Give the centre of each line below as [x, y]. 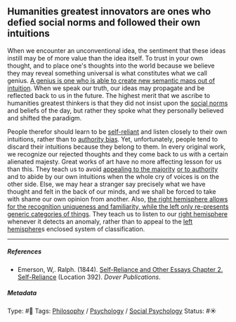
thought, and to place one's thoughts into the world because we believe [111, 66]
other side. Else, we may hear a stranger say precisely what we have [106, 184]
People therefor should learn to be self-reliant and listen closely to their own [117, 131]
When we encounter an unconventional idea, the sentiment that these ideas [117, 50]
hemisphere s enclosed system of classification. [76, 229]
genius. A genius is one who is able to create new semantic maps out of [111, 80]
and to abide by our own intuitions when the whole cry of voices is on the [113, 176]
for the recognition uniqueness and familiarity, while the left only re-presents [118, 206]
